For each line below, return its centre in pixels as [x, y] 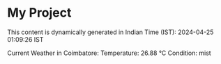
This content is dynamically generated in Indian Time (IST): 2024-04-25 [110, 32]
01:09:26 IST [25, 39]
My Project [39, 13]
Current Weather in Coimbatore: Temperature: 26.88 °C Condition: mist [109, 53]
